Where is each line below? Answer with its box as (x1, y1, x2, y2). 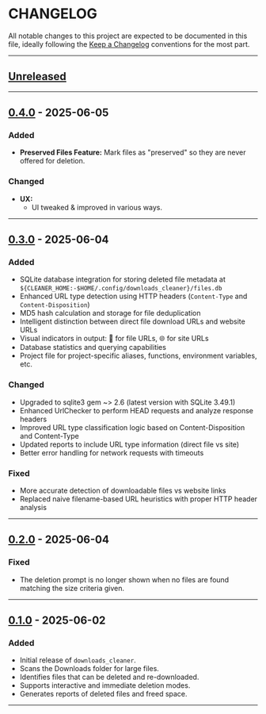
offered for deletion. (19, 156, 85, 166)
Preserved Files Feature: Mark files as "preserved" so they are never (19, 148, 247, 157)
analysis (19, 503, 47, 512)
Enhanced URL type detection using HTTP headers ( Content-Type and (19, 291, 248, 301)
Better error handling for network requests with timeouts (19, 447, 204, 457)
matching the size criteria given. (19, 583, 125, 593)
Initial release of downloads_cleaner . (19, 655, 136, 665)
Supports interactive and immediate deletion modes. (19, 681, 191, 690)
